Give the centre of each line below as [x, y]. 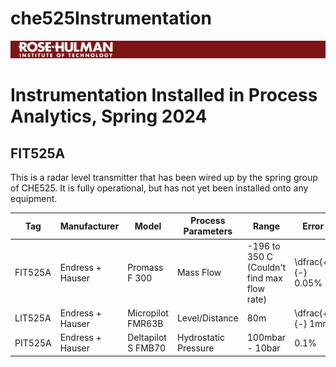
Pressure [195, 348]
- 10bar [263, 348]
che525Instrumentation [111, 18]
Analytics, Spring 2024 [109, 116]
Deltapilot [147, 338]
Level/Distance [207, 318]
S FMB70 [147, 348]
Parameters [208, 231]
